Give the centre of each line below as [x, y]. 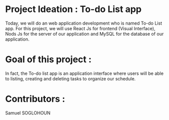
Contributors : [35, 99]
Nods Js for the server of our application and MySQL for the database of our [84, 34]
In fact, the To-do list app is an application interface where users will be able [84, 73]
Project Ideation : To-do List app [73, 9]
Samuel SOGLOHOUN [28, 113]
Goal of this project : [49, 59]
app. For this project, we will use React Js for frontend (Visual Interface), [80, 28]
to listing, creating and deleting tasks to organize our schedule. [70, 78]
